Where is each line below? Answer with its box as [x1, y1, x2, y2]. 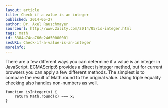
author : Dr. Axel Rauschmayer [5, 21, 69, 27]
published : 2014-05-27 [5, 17, 53, 22]
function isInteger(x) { [5, 89, 57, 94]
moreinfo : [5, 45, 26, 50]
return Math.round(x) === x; [14, 94, 75, 99]
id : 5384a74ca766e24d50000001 [5, 36, 69, 41]
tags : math [5, 31, 28, 36]
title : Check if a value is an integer [5, 12, 89, 17]
